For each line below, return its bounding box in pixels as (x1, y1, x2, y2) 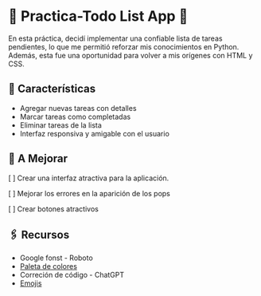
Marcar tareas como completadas (19, 112, 131, 121)
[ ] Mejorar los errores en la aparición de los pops (8, 188, 171, 198)
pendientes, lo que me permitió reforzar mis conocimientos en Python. (8, 41, 240, 51)
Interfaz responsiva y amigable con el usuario (19, 128, 169, 138)
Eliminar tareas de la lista (19, 120, 102, 130)
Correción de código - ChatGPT (19, 270, 125, 280)
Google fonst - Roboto (19, 253, 93, 262)
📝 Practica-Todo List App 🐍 (8, 7, 189, 26)
